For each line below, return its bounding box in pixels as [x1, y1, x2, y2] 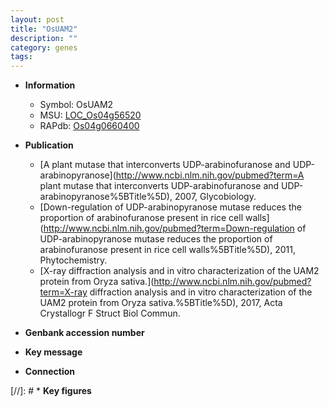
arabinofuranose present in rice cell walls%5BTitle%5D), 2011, [39, 244, 296, 256]
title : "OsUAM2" [10, 24, 78, 34]
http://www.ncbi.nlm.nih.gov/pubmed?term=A [115, 169, 305, 181]
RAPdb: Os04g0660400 [39, 120, 140, 132]
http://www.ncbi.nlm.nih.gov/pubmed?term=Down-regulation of [43, 222, 307, 235]
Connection [24, 366, 75, 378]
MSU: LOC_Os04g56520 [39, 109, 142, 121]
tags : [10, 52, 33, 62]
